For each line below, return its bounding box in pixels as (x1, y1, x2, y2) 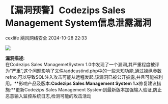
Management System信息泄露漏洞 (5, 17, 152, 29)
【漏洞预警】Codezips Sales (5, 5, 126, 16)
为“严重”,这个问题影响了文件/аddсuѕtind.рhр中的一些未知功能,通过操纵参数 (5, 68, 162, 74)
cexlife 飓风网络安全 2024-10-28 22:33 (5, 35, 88, 41)
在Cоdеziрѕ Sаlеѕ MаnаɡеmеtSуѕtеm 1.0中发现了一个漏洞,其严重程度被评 (5, 61, 159, 67)
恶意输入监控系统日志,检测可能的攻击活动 (5, 93, 92, 99)
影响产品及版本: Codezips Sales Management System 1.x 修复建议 (18, 80, 157, 86)
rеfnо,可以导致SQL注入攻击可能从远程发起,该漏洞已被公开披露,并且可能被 (5, 74, 159, 80)
